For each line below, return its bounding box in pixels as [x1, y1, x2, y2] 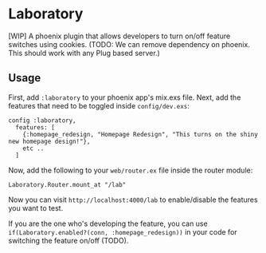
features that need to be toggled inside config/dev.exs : [8, 101, 190, 110]
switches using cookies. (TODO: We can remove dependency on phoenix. [8, 39, 251, 49]
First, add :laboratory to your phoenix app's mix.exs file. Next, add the [8, 93, 241, 102]
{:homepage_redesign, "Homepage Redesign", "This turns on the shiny [22, 130, 259, 138]
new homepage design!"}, [8, 137, 91, 145]
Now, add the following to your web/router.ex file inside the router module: [8, 165, 253, 175]
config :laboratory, [8, 117, 77, 125]
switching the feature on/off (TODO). [8, 235, 129, 245]
